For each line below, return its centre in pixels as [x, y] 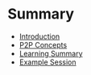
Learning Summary [51, 53]
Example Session [48, 62]
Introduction [39, 36]
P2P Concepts [43, 44]
